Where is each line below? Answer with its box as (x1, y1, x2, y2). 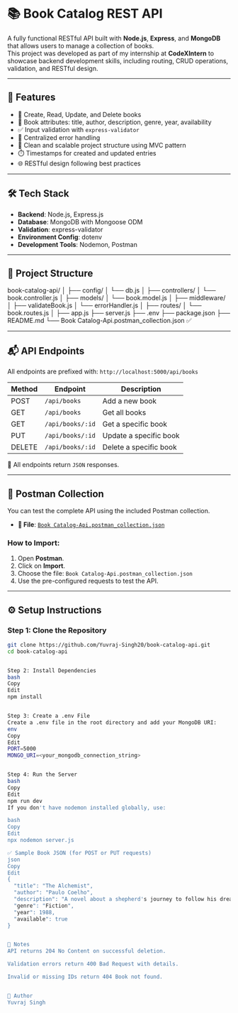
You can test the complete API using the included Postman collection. (7, 507, 210, 515)
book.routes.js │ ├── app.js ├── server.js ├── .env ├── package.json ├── (7, 309, 230, 317)
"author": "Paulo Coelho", (13, 889, 93, 897)
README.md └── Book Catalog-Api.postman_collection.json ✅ (7, 317, 192, 325)
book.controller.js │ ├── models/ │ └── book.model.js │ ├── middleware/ (7, 294, 226, 302)
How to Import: (7, 537, 60, 547)
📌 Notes (7, 941, 30, 948)
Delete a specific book (102, 442, 177, 452)
